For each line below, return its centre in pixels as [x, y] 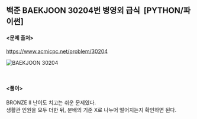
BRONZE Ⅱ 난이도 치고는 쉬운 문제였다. [51, 103]
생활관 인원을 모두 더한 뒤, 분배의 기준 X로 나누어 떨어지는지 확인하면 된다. [91, 110]
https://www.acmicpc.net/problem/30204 [57, 51]
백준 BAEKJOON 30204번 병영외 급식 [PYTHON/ [95, 11]
